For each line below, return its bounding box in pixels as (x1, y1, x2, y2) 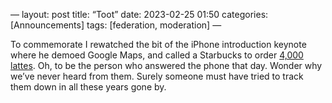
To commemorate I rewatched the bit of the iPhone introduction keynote (10, 39, 307, 50)
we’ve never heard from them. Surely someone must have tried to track (10, 70, 304, 82)
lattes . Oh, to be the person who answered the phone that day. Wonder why (10, 60, 323, 71)
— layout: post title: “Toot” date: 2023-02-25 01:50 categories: (10, 9, 269, 20)
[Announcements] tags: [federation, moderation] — (10, 19, 222, 31)
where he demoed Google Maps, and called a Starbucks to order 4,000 (10, 49, 304, 61)
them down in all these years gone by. (10, 81, 167, 93)
